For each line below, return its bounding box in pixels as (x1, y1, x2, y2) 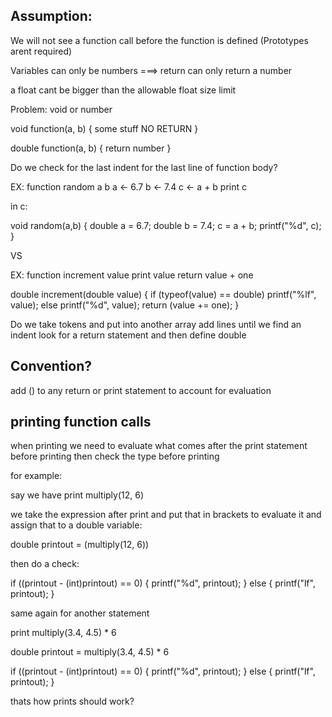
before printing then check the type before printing (10, 450, 220, 463)
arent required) (10, 45, 73, 57)
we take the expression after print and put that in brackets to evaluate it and (10, 509, 322, 521)
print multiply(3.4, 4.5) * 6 (10, 627, 117, 639)
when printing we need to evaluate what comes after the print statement (10, 440, 308, 452)
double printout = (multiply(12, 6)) (10, 539, 150, 551)
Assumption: (10, 8, 93, 25)
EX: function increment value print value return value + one (10, 269, 254, 281)
